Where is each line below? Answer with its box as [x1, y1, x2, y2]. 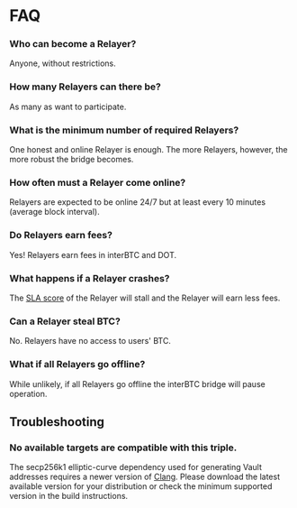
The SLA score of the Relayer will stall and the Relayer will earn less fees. [9, 292, 281, 303]
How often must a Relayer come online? [9, 177, 186, 189]
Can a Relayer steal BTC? [9, 315, 121, 328]
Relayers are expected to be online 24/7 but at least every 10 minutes [9, 197, 266, 208]
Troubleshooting [9, 414, 105, 429]
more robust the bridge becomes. [9, 154, 134, 165]
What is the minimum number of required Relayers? [9, 124, 239, 136]
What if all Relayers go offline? [9, 358, 146, 371]
